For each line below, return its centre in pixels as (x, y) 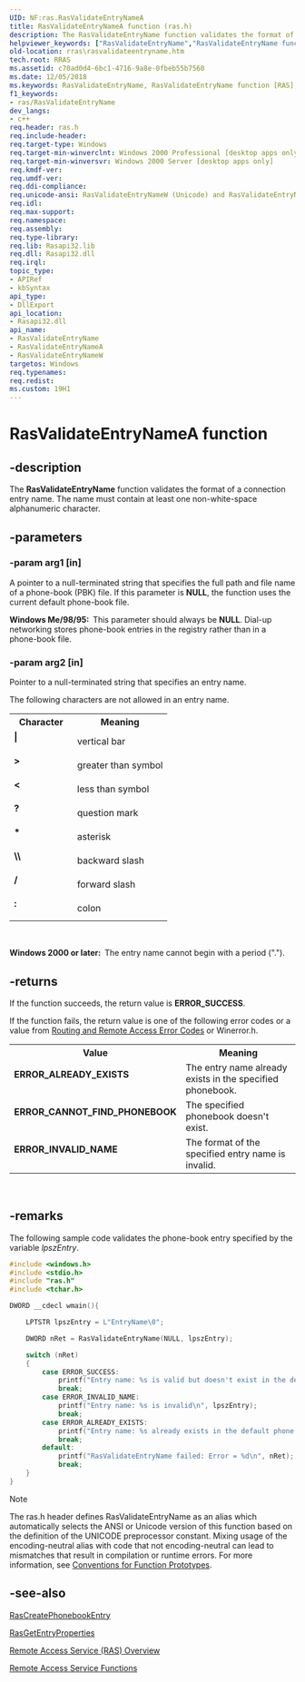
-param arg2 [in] (46, 662)
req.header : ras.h (44, 128)
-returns (34, 981)
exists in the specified (232, 1078)
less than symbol (113, 789)
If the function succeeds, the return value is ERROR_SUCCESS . (128, 1003)
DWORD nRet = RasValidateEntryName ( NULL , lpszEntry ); (129, 1338)
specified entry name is (236, 1154)
